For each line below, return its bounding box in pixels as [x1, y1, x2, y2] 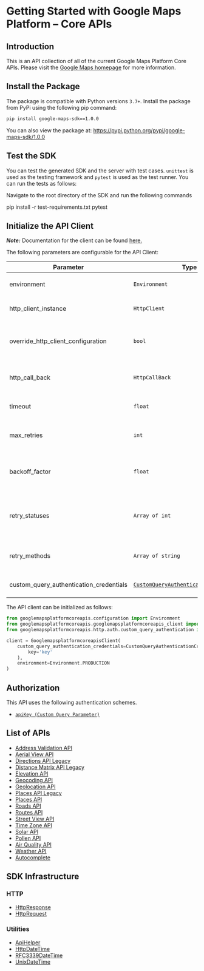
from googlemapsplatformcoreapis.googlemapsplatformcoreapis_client [6, 621, 183, 628]
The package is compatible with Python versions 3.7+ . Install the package [6, 97, 191, 104]
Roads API [15, 802, 41, 810]
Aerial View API [15, 751, 54, 758]
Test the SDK [6, 151, 56, 161]
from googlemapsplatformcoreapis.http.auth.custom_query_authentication [6, 627, 194, 633]
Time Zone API [15, 821, 53, 829]
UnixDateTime [15, 958, 50, 966]
